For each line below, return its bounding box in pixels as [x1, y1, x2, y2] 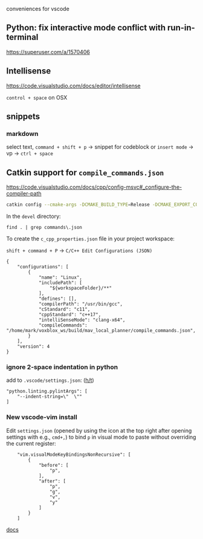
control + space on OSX [6, 93, 68, 101]
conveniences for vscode [6, 5, 69, 12]
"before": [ [38, 462, 69, 468]
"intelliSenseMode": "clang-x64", [38, 317, 126, 323]
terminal [6, 32, 39, 42]
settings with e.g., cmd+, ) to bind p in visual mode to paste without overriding [6, 433, 196, 441]
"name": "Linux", [38, 274, 83, 280]
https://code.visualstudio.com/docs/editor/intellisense [6, 82, 141, 89]
